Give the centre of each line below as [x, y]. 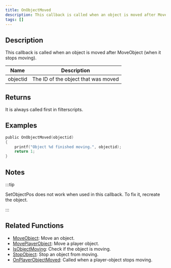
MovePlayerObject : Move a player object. [56, 243]
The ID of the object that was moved [76, 79]
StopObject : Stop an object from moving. [55, 254]
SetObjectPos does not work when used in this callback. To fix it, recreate [83, 194]
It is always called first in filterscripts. [44, 109]
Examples [21, 126]
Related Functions [35, 226]
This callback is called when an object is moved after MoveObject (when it [83, 53]
